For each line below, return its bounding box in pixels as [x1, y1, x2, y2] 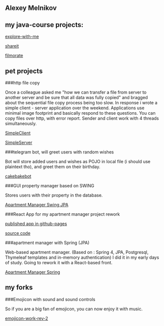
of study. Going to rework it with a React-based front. [5, 260, 113, 266]
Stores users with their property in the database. [5, 192, 103, 198]
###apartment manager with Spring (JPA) [5, 240, 90, 246]
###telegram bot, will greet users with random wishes [5, 149, 114, 155]
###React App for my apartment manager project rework [5, 211, 120, 217]
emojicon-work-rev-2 [5, 315, 48, 321]
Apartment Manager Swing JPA [5, 202, 69, 208]
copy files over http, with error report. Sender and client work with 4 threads [5, 115, 159, 122]
